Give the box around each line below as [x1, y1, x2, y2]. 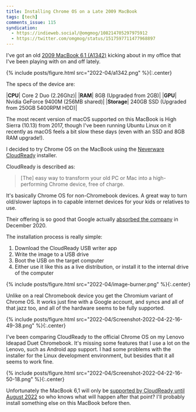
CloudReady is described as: [6, 163, 75, 170]
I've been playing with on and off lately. [6, 58, 101, 65]
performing [20, 181, 48, 188]
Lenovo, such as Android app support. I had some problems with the [6, 346, 171, 352]
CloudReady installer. [6, 152, 57, 158]
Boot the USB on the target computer [14, 257, 104, 264]
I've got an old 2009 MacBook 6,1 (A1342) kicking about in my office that [6, 52, 181, 58]
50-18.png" [6, 376, 33, 383]
